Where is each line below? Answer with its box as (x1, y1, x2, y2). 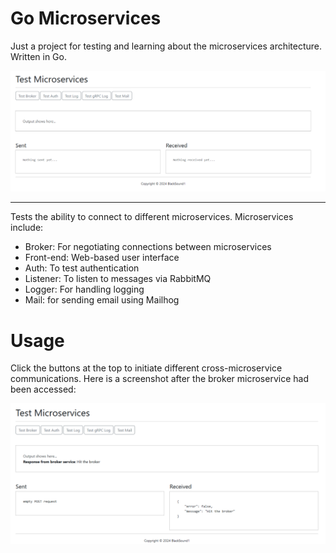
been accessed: (10, 383, 77, 396)
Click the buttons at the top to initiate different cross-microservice (10, 362, 283, 374)
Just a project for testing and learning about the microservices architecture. (10, 40, 323, 52)
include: (10, 222, 44, 234)
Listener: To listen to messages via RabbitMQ (24, 273, 212, 285)
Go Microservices (10, 7, 162, 30)
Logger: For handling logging (24, 283, 145, 296)
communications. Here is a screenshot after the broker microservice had (10, 373, 309, 385)
